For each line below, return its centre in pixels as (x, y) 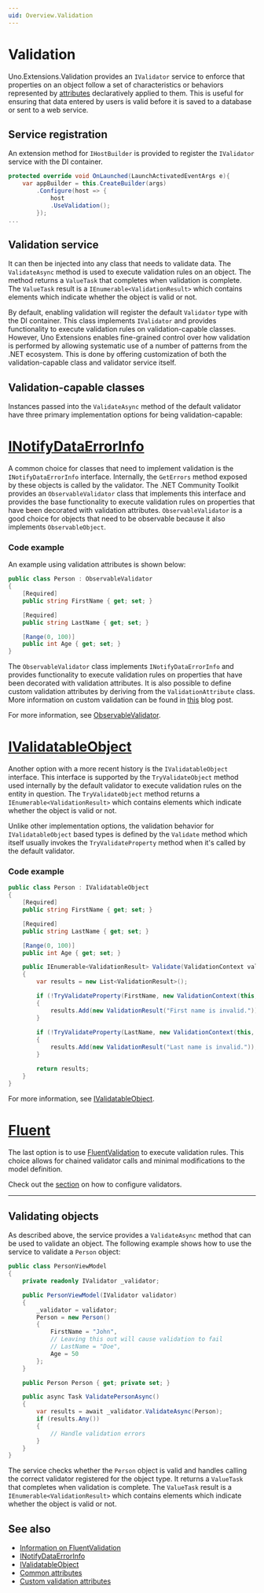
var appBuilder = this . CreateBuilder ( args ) (95, 184)
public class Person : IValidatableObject (79, 888)
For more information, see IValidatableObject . (81, 1098)
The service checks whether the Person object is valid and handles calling (128, 1471)
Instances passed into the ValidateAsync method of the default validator (125, 407)
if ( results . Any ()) (68, 1419)
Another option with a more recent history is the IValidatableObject (118, 769)
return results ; (63, 1068)
